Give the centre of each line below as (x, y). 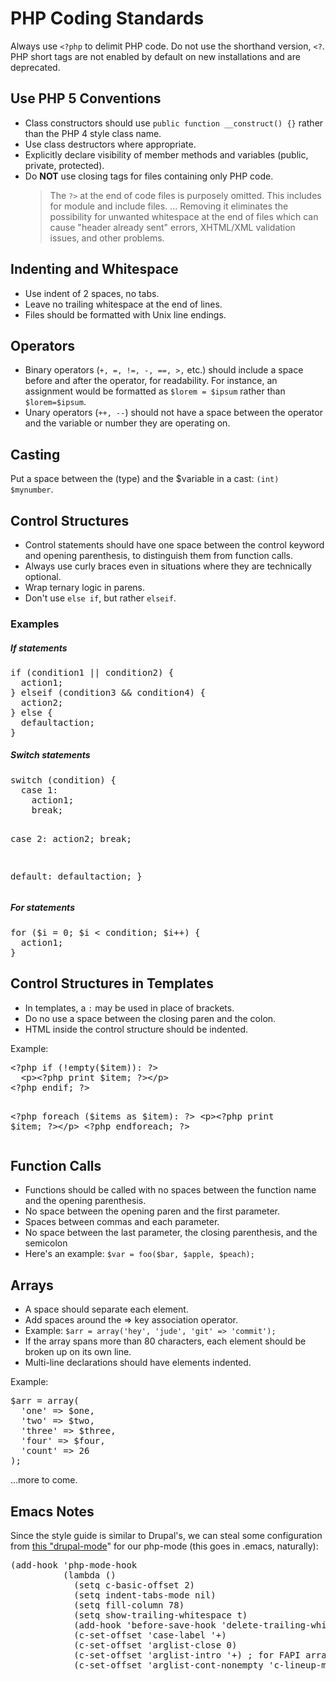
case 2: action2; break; (71, 838)
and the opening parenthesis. (85, 1201)
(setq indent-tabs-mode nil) (145, 1595)
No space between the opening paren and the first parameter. (152, 1211)
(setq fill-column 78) (129, 1605)
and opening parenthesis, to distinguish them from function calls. (158, 555)
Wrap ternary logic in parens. (85, 587)
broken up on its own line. (78, 1352)
